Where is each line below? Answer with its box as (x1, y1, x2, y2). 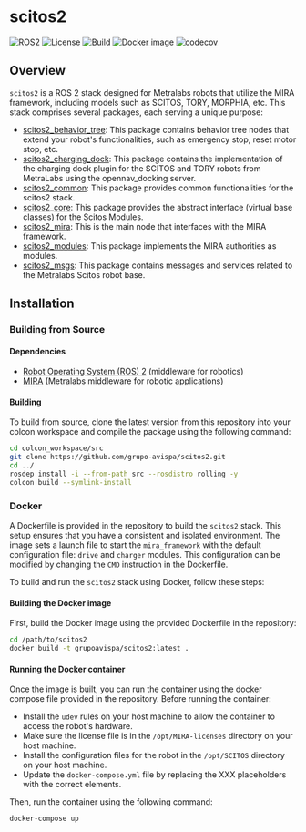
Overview (9, 63, 66, 78)
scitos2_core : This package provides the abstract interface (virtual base (22, 201, 293, 212)
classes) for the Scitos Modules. (22, 211, 144, 222)
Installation (9, 296, 75, 312)
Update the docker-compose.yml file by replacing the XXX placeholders (22, 769, 287, 780)
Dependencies (9, 345, 66, 356)
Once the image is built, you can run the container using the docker (9, 683, 262, 694)
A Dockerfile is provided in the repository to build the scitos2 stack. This (9, 520, 282, 531)
